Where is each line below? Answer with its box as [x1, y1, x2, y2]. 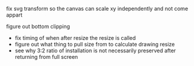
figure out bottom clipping [6, 23, 70, 30]
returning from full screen [14, 54, 78, 60]
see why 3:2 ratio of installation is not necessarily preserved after [14, 47, 176, 54]
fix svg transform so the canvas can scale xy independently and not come [6, 5, 189, 12]
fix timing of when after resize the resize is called [14, 34, 136, 41]
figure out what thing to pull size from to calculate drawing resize [14, 41, 175, 48]
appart [6, 11, 23, 18]
